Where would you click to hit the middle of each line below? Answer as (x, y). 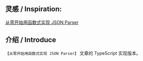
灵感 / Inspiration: (34, 9)
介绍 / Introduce (31, 40)
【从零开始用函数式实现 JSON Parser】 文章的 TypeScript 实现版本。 (73, 53)
